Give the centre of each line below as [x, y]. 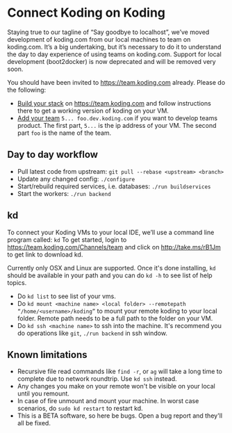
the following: [27, 90]
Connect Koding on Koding [86, 13]
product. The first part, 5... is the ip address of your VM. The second [117, 125]
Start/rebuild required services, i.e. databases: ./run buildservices [114, 186]
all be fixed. [34, 423]
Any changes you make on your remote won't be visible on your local [116, 386]
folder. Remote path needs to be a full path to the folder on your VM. [115, 318]
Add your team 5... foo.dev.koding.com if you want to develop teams [117, 118]
